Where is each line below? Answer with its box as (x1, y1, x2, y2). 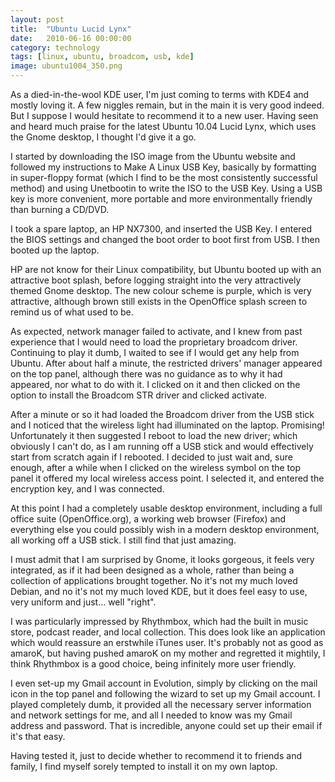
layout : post (10, 14, 65, 25)
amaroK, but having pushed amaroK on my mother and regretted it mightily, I (10, 647, 326, 659)
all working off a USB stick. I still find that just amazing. (10, 534, 237, 546)
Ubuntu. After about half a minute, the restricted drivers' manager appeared (10, 357, 323, 369)
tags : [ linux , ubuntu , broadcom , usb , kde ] (10, 52, 195, 62)
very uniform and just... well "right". (10, 596, 157, 608)
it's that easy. (10, 731, 66, 742)
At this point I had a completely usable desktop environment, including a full (10, 502, 323, 514)
